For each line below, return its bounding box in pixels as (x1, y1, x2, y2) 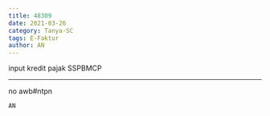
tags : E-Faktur (8, 34, 59, 42)
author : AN (8, 42, 45, 50)
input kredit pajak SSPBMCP (8, 63, 102, 73)
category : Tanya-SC (8, 26, 74, 34)
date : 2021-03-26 (8, 19, 67, 27)
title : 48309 (8, 11, 52, 20)
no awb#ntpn (8, 86, 53, 96)
